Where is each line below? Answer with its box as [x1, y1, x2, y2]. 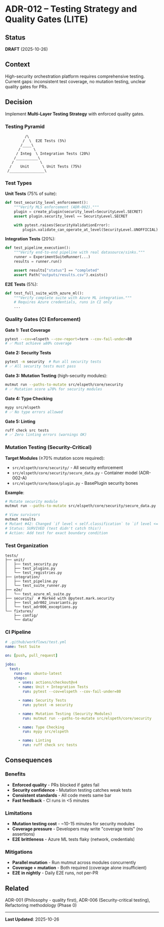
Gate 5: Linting [5, 418, 36, 424]
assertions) [12, 831, 35, 837]
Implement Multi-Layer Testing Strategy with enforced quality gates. [5, 111, 145, 117]
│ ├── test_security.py [5, 561, 58, 566]
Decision [5, 98, 33, 106]
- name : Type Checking [18, 725, 64, 730]
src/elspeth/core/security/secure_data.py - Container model [12, 470, 138, 475]
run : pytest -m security [22, 702, 73, 707]
